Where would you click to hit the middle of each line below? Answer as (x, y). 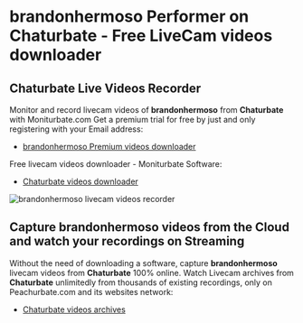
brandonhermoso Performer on (129, 17)
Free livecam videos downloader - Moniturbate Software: (116, 164)
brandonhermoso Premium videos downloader (109, 147)
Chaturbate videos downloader (80, 181)
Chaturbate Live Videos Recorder (105, 88)
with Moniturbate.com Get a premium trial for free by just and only (133, 120)
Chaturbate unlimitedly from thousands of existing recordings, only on (141, 282)
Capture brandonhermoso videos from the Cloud (149, 227)
